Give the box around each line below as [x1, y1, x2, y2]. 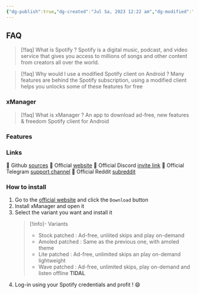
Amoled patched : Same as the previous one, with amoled [38, 238, 179, 245]
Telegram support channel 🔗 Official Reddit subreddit [6, 168, 136, 175]
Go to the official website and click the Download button [14, 196, 149, 203]
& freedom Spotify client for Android [20, 117, 110, 124]
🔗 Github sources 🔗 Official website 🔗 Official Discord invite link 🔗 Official [6, 161, 185, 169]
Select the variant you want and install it [14, 209, 113, 216]
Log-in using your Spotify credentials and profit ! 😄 [14, 281, 141, 288]
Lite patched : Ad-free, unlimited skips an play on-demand [38, 251, 181, 258]
